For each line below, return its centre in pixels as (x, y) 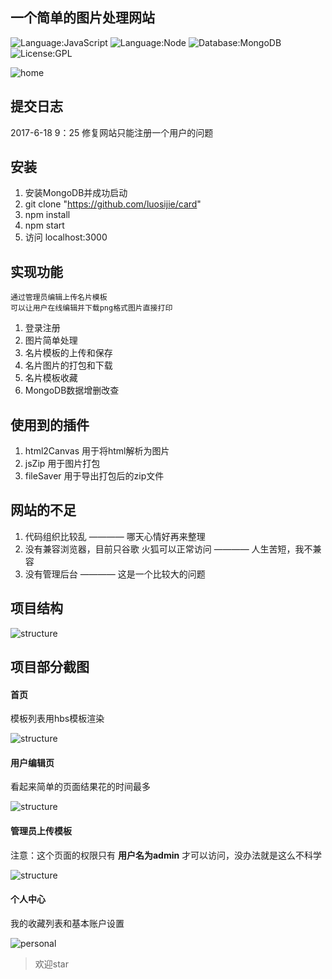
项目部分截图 (50, 667)
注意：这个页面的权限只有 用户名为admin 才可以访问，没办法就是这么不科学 (166, 855)
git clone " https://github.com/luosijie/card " (113, 204)
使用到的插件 (50, 424)
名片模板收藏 (51, 378)
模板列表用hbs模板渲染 (57, 719)
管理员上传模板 (41, 831)
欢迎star (51, 964)
